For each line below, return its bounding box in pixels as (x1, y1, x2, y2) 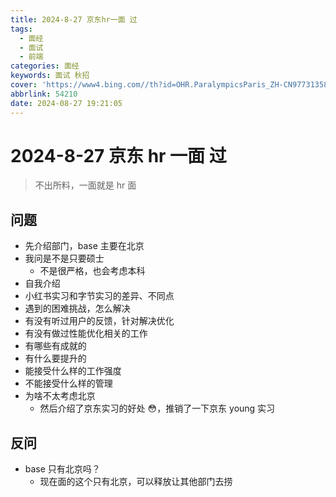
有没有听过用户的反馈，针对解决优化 (24, 315, 175, 327)
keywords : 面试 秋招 (10, 71, 90, 81)
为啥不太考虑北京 (24, 390, 96, 402)
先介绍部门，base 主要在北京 (24, 240, 145, 252)
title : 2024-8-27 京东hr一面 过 (10, 14, 138, 25)
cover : (10, 80, 38, 90)
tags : (10, 24, 33, 34)
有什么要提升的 (24, 352, 87, 365)
